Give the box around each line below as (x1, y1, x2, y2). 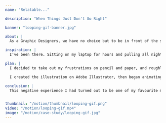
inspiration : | (5, 47, 37, 52)
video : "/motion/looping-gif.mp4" (5, 106, 77, 111)
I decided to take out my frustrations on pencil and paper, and (9, 65, 147, 71)
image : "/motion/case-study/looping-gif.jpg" (5, 111, 100, 116)
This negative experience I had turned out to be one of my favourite (9, 88, 158, 93)
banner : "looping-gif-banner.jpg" (5, 25, 77, 30)
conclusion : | (5, 83, 35, 88)
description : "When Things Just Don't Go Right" (5, 16, 107, 21)
